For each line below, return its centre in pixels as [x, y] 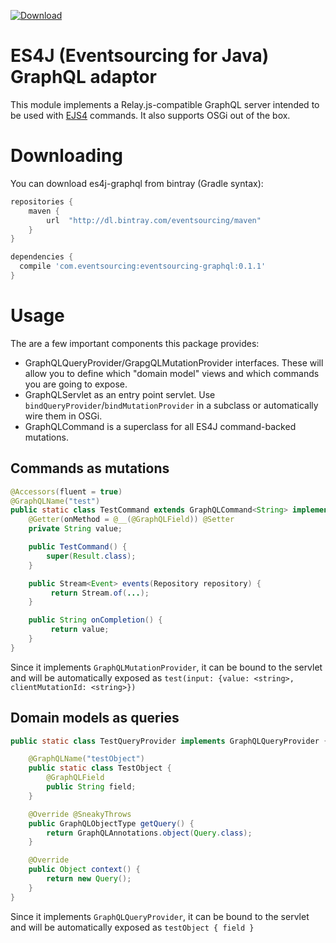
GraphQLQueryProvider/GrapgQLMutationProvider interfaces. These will [174, 362]
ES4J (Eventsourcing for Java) [140, 56]
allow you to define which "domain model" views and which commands [172, 373]
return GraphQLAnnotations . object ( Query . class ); [149, 833]
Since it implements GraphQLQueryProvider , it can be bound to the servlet [160, 916]
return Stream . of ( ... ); [100, 593]
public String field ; [91, 787]
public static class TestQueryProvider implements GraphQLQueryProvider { [169, 741]
